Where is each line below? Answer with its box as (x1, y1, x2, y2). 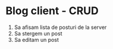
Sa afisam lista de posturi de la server (14, 24, 107, 31)
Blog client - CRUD (5, 4, 99, 18)
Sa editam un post (14, 36, 59, 43)
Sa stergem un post (14, 30, 62, 37)
